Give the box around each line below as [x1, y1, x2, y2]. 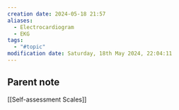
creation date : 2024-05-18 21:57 [7, 10, 106, 18]
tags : [7, 37, 23, 44]
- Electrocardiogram [13, 23, 74, 31]
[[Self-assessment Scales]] [7, 95, 87, 104]
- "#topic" [13, 43, 46, 50]
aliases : [7, 17, 33, 24]
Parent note [7, 76, 60, 89]
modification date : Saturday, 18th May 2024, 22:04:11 [7, 50, 173, 57]
